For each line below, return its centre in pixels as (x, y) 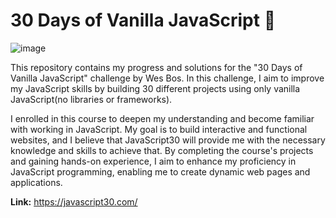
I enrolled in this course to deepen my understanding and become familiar (162, 118)
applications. (36, 182)
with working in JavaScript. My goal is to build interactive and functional (159, 129)
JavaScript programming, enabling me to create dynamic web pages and (160, 171)
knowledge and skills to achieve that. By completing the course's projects (162, 150)
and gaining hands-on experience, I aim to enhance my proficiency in (153, 161)
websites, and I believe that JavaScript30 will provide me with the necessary (168, 140)
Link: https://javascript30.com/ (74, 201)
